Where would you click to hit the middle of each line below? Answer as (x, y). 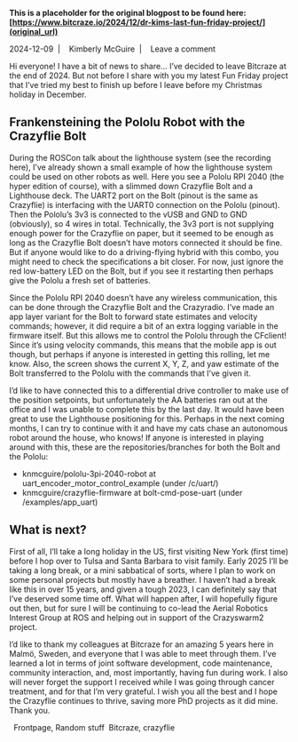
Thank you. (30, 710)
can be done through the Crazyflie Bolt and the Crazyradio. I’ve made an (142, 307)
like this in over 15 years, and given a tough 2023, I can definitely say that (143, 589)
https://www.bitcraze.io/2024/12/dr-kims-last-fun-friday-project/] (139, 22)
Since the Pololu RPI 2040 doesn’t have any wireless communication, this (143, 298)
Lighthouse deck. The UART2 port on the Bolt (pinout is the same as (134, 195)
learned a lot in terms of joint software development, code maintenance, (141, 663)
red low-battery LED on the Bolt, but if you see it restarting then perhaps (141, 271)
